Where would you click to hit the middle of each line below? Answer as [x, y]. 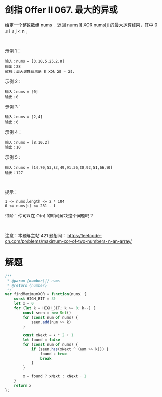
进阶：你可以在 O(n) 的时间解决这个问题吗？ [50, 216]
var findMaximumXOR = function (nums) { [46, 294]
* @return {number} [27, 285]
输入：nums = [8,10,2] [27, 142]
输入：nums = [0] [22, 92]
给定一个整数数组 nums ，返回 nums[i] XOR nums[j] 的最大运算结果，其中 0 [81, 25]
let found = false [41, 340]
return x [23, 386]
